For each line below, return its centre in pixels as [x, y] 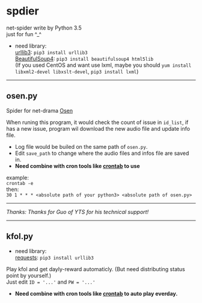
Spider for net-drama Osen [40, 110]
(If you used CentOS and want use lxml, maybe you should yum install [103, 65]
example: [17, 177]
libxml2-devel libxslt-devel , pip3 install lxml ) [77, 71]
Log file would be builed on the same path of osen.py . [81, 146]
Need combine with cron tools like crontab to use [77, 166]
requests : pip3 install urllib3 [54, 257]
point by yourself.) [29, 275]
